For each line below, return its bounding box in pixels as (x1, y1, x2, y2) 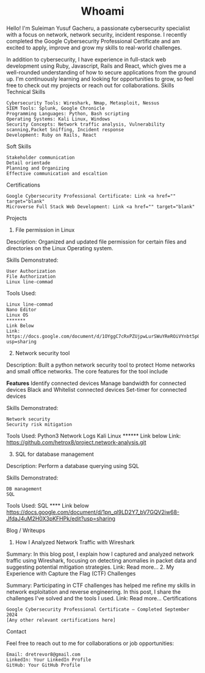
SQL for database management (15, 450, 94, 458)
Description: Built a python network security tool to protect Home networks (6, 361, 195, 369)
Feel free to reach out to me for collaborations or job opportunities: (6, 639, 174, 647)
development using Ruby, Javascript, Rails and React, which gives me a (6, 62, 186, 70)
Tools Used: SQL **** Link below (6, 502, 90, 509)
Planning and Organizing (6, 165, 70, 171)
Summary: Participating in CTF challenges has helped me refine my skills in (6, 581, 196, 589)
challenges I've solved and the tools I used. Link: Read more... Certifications (6, 594, 197, 602)
